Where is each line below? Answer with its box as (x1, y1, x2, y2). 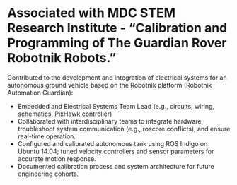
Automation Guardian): (7, 88, 74, 97)
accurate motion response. (17, 154, 97, 163)
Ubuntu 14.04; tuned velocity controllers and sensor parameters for (17, 147, 214, 155)
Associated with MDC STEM (7, 5, 175, 21)
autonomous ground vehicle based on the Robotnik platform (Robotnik (7, 80, 212, 89)
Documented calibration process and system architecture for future (17, 162, 214, 170)
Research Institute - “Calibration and (7, 20, 228, 36)
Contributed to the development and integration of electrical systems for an (7, 73, 228, 82)
